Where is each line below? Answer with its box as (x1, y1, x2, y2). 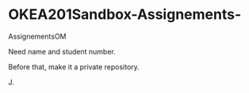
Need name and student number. (8, 46, 117, 56)
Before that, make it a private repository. (8, 61, 140, 72)
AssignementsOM (8, 32, 67, 41)
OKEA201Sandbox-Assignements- (8, 6, 242, 24)
